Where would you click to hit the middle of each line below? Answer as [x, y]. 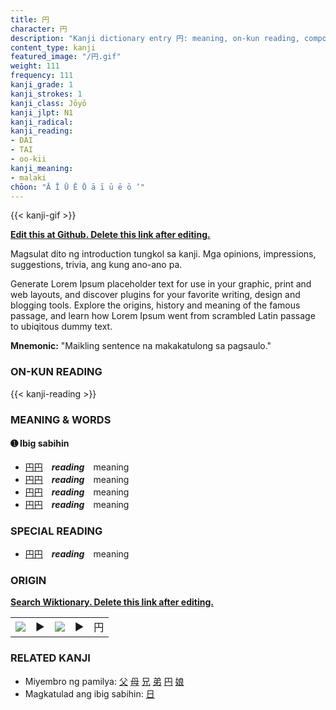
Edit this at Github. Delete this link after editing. [110, 235]
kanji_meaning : [42, 168]
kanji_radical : [42, 122]
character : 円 [39, 29]
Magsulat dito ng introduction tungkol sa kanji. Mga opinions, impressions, [163, 254]
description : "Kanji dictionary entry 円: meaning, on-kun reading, [155, 38]
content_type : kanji [53, 47]
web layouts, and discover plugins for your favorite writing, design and [155, 295]
